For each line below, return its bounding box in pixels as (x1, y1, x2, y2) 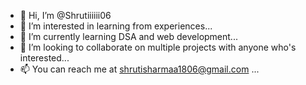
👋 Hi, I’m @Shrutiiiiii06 (19, 10, 112, 21)
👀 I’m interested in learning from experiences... (19, 20, 213, 32)
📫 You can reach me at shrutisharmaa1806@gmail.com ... (19, 63, 260, 75)
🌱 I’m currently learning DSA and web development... (19, 31, 238, 42)
